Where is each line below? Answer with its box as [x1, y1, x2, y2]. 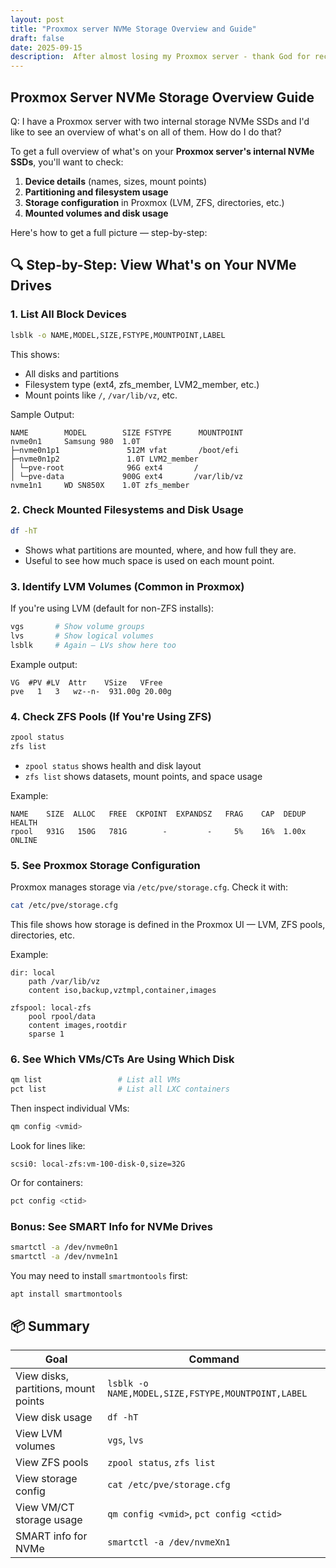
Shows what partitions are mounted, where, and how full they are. [24, 544, 297, 556]
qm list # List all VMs [10, 1075, 182, 1085]
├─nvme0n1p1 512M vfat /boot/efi [10, 445, 240, 455]
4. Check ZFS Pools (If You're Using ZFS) [10, 709, 212, 723]
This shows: [10, 348, 60, 360]
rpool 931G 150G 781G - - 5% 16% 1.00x [10, 826, 307, 836]
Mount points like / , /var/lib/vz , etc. [24, 389, 178, 401]
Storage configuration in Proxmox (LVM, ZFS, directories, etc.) [24, 196, 285, 208]
